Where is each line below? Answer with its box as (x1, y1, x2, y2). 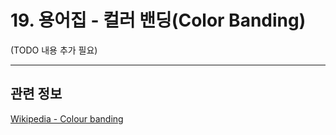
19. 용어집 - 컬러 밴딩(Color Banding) (10, 9, 307, 32)
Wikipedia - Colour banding (10, 112, 124, 125)
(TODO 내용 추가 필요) (10, 44, 98, 56)
